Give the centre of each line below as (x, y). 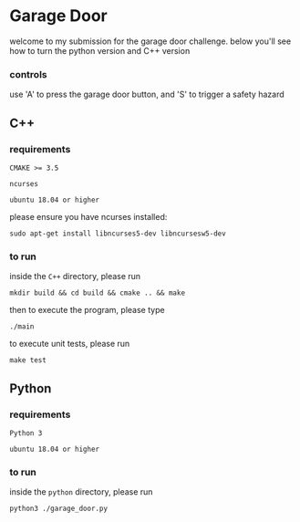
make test (28, 360)
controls (28, 74)
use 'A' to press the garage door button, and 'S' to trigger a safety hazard (147, 94)
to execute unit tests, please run (70, 344)
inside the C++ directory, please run (75, 277)
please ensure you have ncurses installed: (88, 216)
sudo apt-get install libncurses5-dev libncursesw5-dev (118, 234)
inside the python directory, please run (81, 492)
